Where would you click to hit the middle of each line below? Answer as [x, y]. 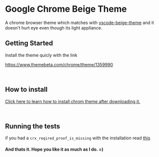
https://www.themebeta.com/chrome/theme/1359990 [59, 64]
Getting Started [29, 43]
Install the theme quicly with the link [41, 55]
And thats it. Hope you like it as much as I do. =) [54, 149]
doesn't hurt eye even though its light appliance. [54, 27]
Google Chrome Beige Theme [66, 9]
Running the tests [33, 126]
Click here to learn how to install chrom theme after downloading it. [73, 101]
